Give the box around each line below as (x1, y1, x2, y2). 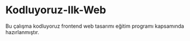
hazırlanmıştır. (5, 28, 39, 35)
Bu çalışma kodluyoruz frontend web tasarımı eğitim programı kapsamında (5, 23, 185, 29)
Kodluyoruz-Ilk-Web (5, 3, 106, 17)
